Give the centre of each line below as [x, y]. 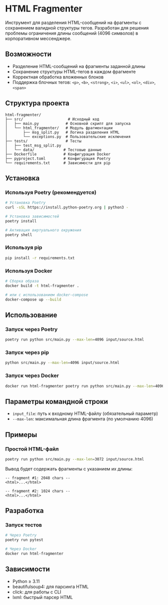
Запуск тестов [24, 525]
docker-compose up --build [33, 299]
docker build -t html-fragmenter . [42, 285]
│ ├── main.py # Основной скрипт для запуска [68, 123]
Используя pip [24, 247]
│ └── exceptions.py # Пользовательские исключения [68, 136]
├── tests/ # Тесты [43, 141]
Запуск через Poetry [31, 329]
